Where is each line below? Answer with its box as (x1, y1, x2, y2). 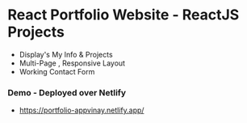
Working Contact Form (19, 66, 95, 76)
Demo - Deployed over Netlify (7, 87, 127, 98)
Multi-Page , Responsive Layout (19, 58, 126, 68)
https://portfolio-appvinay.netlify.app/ (19, 105, 144, 115)
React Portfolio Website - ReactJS (7, 6, 240, 24)
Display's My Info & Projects (19, 49, 114, 59)
